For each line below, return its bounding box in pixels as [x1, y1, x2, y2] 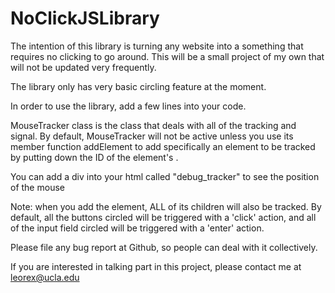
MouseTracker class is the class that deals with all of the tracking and [10, 119, 297, 131]
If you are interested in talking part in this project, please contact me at [10, 260, 302, 272]
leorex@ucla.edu [10, 271, 80, 283]
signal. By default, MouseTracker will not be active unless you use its [10, 130, 294, 142]
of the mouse [10, 181, 65, 193]
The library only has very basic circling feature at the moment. [10, 80, 267, 92]
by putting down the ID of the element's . [10, 151, 179, 163]
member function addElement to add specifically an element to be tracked [10, 140, 316, 152]
